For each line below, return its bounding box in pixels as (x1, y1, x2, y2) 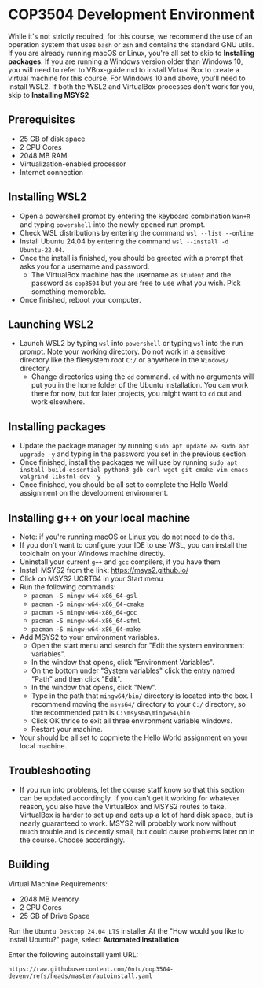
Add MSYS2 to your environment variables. (19, 633, 159, 641)
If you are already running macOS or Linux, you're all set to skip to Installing (8, 48, 255, 58)
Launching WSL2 (8, 318, 94, 331)
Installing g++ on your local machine (8, 511, 191, 525)
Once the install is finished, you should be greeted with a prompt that (19, 253, 243, 262)
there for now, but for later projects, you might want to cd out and (31, 388, 242, 399)
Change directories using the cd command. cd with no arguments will (31, 372, 254, 381)
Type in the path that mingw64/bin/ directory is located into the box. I (31, 691, 253, 700)
